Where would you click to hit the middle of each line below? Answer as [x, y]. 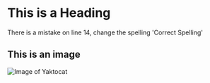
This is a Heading [59, 13]
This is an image [44, 55]
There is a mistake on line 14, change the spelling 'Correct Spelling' [105, 32]
